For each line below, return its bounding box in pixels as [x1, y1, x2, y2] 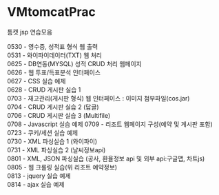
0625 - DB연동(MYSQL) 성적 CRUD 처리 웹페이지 [7, 59, 143, 68]
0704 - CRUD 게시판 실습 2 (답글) [7, 103, 99, 111]
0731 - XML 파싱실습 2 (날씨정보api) [7, 145, 106, 154]
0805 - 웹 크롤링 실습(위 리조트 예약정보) [7, 163, 118, 171]
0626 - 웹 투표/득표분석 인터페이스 [7, 68, 101, 76]
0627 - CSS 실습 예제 [7, 76, 66, 85]
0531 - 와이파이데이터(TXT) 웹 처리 [7, 51, 102, 59]
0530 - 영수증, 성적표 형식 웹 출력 [7, 42, 98, 50]
